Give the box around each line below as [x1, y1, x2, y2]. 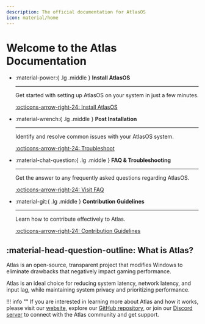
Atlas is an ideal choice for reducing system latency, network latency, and [6, 279, 191, 287]
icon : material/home [6, 15, 59, 21]
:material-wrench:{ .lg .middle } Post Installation [15, 116, 137, 123]
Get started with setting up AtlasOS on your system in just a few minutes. [15, 92, 199, 99]
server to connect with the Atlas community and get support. [6, 311, 160, 318]
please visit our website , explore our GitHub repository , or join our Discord [6, 304, 193, 312]
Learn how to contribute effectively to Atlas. [15, 215, 126, 223]
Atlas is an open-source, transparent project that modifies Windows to [6, 261, 183, 269]
